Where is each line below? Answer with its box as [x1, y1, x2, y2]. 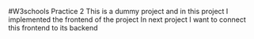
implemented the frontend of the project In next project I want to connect [8, 15, 247, 24]
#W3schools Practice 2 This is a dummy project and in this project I [8, 7, 229, 16]
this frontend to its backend [8, 23, 98, 32]
